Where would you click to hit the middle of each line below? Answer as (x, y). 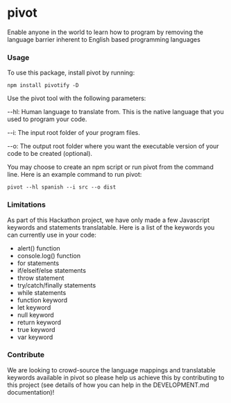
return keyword (39, 322)
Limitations (27, 205)
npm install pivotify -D (43, 86)
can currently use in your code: (52, 235)
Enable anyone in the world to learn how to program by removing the (105, 32)
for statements (38, 263)
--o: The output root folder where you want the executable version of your (113, 146)
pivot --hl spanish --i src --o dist (62, 187)
